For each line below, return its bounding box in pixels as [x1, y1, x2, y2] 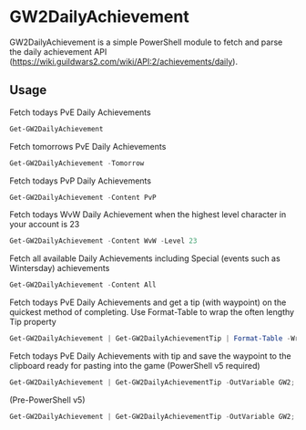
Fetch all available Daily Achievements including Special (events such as [9, 253, 280, 264]
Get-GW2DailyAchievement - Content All [9, 280, 157, 289]
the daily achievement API [9, 46, 107, 57]
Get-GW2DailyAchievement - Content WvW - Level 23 [9, 236, 198, 246]
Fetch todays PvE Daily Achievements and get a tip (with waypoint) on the [9, 297, 287, 308]
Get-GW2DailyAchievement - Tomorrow [9, 158, 145, 168]
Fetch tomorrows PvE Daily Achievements [9, 141, 167, 152]
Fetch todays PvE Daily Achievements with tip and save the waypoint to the [9, 351, 291, 362]
